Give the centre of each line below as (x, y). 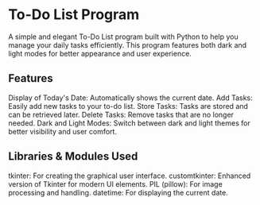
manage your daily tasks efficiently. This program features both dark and (128, 44)
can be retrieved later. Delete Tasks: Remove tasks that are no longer (121, 114)
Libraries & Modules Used (73, 157)
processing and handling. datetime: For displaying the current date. (118, 192)
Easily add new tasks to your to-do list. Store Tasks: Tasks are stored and (128, 106)
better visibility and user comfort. (63, 131)
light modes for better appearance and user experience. (100, 53)
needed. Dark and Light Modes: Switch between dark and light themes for (129, 123)
